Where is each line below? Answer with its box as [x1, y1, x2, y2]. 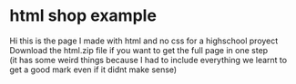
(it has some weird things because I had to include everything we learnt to [9, 54, 288, 65]
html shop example [9, 5, 158, 26]
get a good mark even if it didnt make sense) [9, 64, 178, 75]
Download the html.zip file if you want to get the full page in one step [9, 44, 269, 55]
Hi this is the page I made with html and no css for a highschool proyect [9, 35, 279, 46]
